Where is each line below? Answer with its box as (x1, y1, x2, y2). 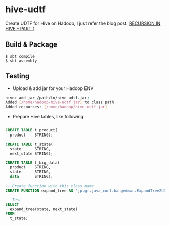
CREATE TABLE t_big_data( (5, 160, 60, 165)
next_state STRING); (10, 151, 53, 156)
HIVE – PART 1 (5, 25, 35, 31)
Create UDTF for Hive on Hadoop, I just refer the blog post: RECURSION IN (5, 20, 161, 26)
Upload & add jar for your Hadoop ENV (12, 85, 94, 92)
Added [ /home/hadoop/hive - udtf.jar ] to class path (5, 100, 114, 105)
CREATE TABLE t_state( (5, 142, 53, 147)
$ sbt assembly (5, 58, 37, 63)
